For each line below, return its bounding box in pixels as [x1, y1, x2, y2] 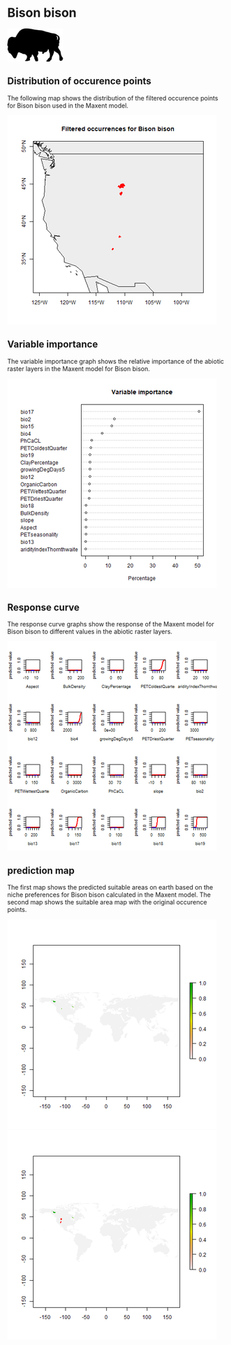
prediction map [7, 865, 75, 876]
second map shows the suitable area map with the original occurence [7, 898, 207, 906]
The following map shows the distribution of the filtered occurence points [7, 94, 218, 102]
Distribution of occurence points [7, 75, 151, 87]
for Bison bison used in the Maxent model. [7, 101, 129, 110]
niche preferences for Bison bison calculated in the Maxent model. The [7, 890, 211, 899]
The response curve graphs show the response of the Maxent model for [7, 620, 214, 629]
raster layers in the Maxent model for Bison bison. [7, 365, 150, 373]
